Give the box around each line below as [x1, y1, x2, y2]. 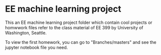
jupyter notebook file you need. [5, 44, 68, 50]
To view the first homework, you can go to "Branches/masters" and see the [5, 39, 157, 45]
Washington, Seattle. [5, 30, 47, 36]
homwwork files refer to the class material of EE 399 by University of [5, 24, 143, 30]
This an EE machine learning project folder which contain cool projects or [5, 19, 153, 25]
